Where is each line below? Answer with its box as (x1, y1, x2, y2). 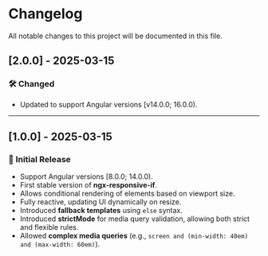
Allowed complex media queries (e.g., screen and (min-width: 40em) (19, 231, 249, 241)
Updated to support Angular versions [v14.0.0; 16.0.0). (19, 99, 198, 109)
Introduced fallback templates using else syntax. (19, 206, 183, 215)
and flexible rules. (19, 223, 79, 232)
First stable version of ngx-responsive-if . (19, 180, 158, 190)
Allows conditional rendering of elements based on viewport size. (19, 188, 235, 199)
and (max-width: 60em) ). (19, 239, 100, 249)
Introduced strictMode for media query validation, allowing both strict (19, 214, 250, 223)
